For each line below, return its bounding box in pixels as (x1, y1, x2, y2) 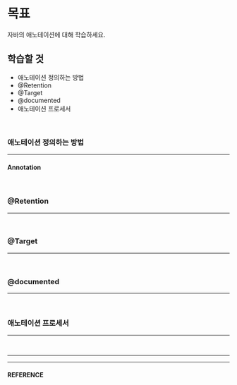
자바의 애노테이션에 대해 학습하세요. (7, 30, 106, 39)
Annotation (7, 163, 42, 171)
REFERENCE (7, 371, 44, 379)
